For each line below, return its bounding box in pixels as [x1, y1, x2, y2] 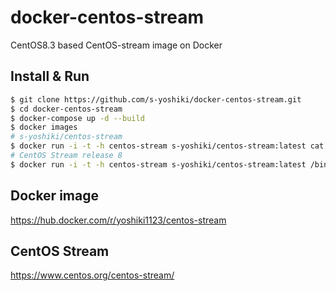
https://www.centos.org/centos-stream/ [10, 269, 175, 281]
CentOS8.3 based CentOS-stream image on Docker [10, 39, 223, 51]
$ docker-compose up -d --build [10, 113, 145, 123]
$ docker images [10, 122, 78, 133]
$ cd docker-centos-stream [10, 104, 123, 114]
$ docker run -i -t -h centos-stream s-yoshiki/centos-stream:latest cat [10, 141, 325, 151]
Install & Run [10, 68, 90, 85]
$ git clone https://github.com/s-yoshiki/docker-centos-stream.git [10, 94, 302, 105]
